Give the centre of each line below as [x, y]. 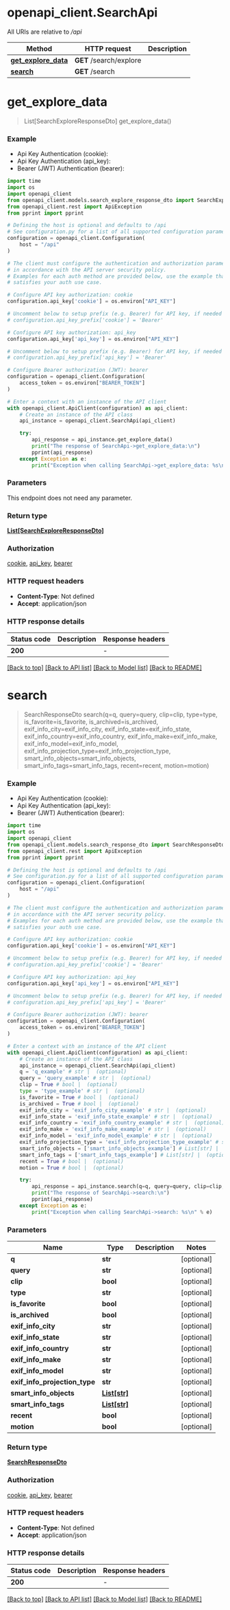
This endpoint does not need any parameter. [69, 498]
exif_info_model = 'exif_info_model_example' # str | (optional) [116, 1136]
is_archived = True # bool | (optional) [79, 1104]
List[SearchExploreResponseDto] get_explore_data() [98, 121]
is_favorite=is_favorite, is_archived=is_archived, [91, 721]
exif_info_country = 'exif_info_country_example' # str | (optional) [122, 1123]
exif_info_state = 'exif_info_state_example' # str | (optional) [116, 1116]
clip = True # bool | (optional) [68, 1085]
